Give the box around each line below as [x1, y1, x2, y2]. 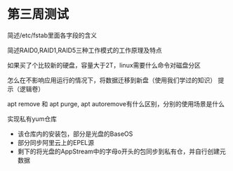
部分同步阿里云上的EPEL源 [17, 138, 95, 146]
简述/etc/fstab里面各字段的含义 [7, 31, 98, 39]
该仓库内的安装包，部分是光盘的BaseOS [17, 129, 133, 138]
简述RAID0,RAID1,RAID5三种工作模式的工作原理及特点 [7, 46, 163, 54]
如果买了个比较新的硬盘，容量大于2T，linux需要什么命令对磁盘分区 [7, 61, 201, 69]
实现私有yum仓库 [7, 114, 58, 123]
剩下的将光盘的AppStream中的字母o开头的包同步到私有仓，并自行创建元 [17, 147, 227, 156]
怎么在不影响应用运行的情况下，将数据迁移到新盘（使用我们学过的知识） [7, 75, 216, 84]
